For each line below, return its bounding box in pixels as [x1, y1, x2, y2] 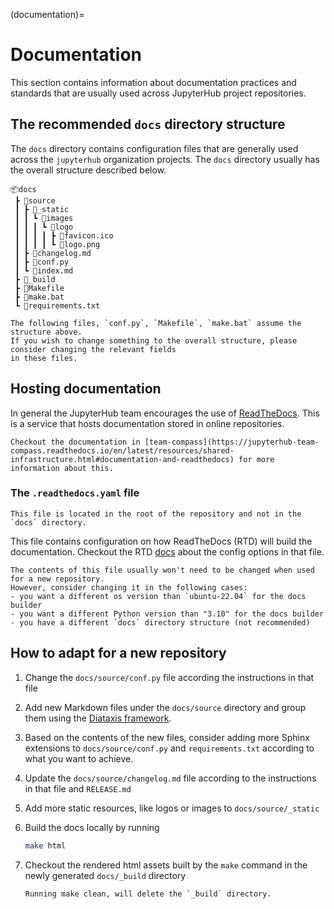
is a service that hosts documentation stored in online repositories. [10, 417, 285, 429]
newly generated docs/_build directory [24, 869, 187, 881]
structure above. [10, 327, 83, 337]
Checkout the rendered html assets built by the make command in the [24, 859, 308, 871]
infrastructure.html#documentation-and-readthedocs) [10, 454, 235, 464]
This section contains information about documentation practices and [10, 76, 297, 88]
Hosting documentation [10, 380, 162, 398]
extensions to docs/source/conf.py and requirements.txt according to [24, 742, 315, 754]
